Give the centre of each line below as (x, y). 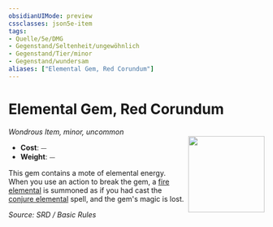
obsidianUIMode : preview (50, 16)
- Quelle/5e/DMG (36, 39)
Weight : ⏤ (37, 156)
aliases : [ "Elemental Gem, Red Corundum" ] (81, 69)
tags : (17, 31)
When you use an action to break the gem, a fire (89, 181)
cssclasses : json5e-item (50, 24)
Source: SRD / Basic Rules (52, 214)
